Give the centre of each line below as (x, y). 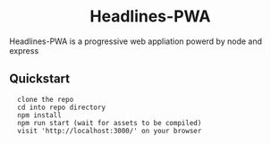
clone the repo (46, 99)
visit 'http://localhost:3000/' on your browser (110, 131)
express (24, 50)
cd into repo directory (61, 107)
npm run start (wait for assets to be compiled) (110, 123)
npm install (40, 115)
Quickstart (40, 79)
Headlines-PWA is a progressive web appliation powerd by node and (135, 41)
